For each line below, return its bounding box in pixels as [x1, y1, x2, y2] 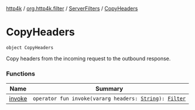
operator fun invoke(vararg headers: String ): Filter [33, 95, 186, 102]
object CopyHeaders [6, 44, 54, 50]
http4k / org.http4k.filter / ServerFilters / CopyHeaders [6, 5, 138, 12]
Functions [6, 70, 35, 78]
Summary [95, 85, 124, 93]
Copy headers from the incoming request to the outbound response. [6, 55, 171, 62]
